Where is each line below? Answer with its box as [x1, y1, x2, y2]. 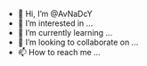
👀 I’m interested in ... [17, 18, 94, 29]
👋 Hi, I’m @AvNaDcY [17, 9, 93, 19]
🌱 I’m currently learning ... [17, 28, 113, 37]
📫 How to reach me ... [17, 47, 101, 57]
